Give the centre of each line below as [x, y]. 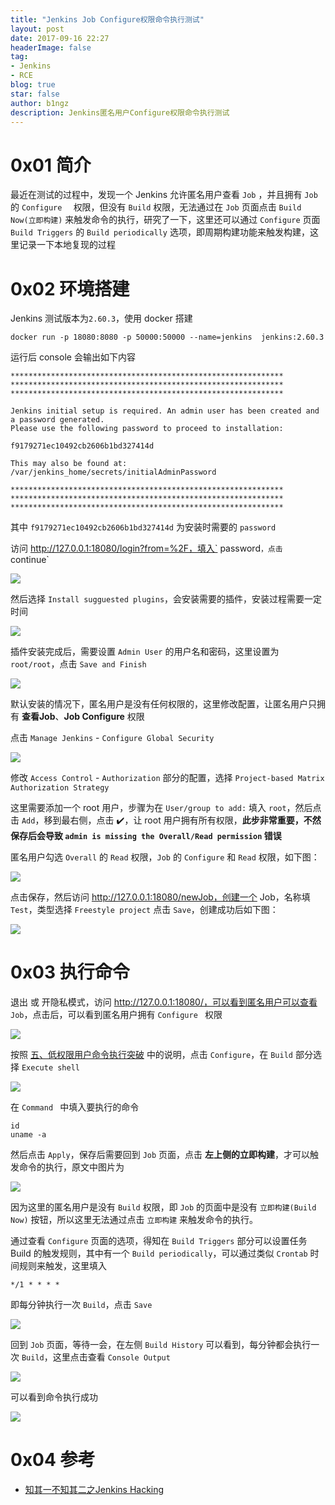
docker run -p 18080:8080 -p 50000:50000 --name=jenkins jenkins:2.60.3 [167, 337]
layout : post [37, 29]
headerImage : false [51, 47]
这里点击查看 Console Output [111, 1357]
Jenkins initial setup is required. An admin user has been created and [165, 411]
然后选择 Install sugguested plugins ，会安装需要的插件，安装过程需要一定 [166, 599]
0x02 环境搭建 [70, 288]
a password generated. [57, 420]
